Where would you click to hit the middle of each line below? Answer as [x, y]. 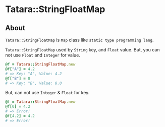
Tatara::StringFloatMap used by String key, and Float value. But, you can [82, 50]
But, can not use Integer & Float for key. [47, 93]
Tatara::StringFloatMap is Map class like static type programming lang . [79, 40]
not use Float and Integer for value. [43, 55]
